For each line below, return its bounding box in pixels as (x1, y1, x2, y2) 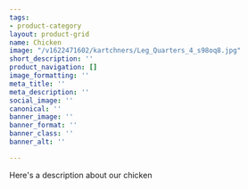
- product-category (9, 21, 82, 30)
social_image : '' (9, 95, 74, 105)
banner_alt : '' (9, 137, 66, 146)
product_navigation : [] (9, 63, 98, 72)
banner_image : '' (9, 112, 74, 121)
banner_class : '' (9, 129, 74, 138)
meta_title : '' (9, 79, 66, 88)
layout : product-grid (9, 29, 90, 38)
